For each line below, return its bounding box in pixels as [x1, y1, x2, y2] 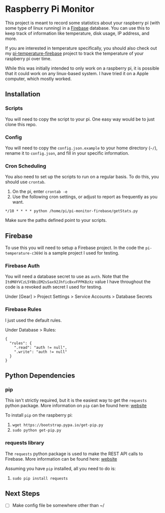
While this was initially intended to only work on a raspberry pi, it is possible [5, 65, 160, 71]
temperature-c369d [5, 251, 43, 256]
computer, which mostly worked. [5, 76, 72, 82]
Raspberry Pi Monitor [5, 3, 95, 15]
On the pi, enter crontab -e [12, 189, 68, 195]
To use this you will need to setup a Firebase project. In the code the [5, 245, 145, 251]
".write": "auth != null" [14, 349, 68, 354]
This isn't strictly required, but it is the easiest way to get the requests [5, 397, 147, 403]
